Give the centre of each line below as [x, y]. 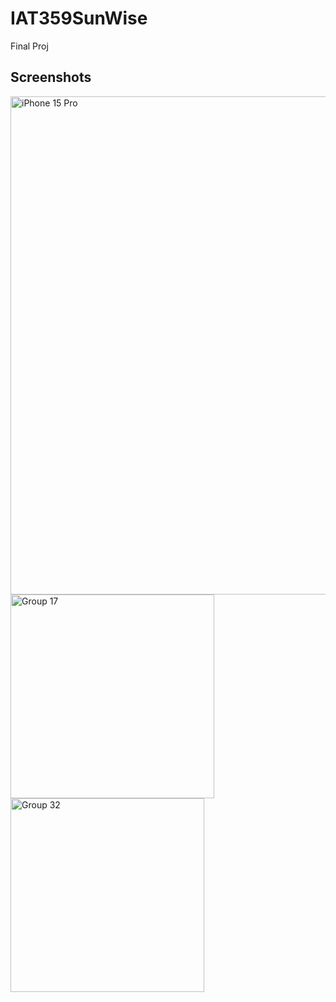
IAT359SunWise [79, 18]
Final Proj [29, 46]
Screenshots [51, 77]
